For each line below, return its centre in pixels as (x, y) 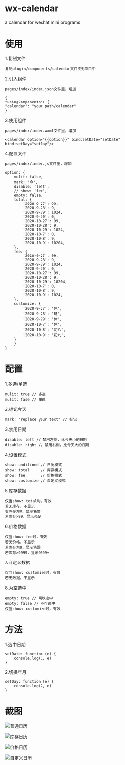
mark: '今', (26, 182)
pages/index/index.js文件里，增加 (38, 164)
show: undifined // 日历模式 (34, 465)
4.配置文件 (16, 153)
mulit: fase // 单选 (25, 399)
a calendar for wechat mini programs (43, 22)
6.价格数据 (16, 526)
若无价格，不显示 (20, 542)
